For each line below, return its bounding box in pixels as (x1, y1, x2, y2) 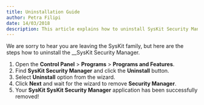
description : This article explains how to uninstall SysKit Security (6, 25, 189, 32)
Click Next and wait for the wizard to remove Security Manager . (15, 80, 177, 87)
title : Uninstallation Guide (6, 8, 80, 15)
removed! (15, 93, 39, 100)
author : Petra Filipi (6, 15, 61, 21)
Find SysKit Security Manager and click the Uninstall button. (15, 67, 169, 75)
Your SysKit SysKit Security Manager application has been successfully (15, 86, 198, 94)
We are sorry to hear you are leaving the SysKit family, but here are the (6, 42, 184, 50)
